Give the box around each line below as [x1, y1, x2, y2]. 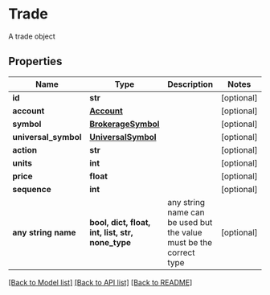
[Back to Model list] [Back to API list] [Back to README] [8, 277, 193, 287]
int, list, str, [89, 227, 133, 238]
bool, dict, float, [89, 216, 151, 227]
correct [167, 247, 195, 258]
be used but [167, 216, 213, 227]
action [12, 144, 38, 155]
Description [167, 78, 214, 89]
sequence [12, 183, 51, 195]
